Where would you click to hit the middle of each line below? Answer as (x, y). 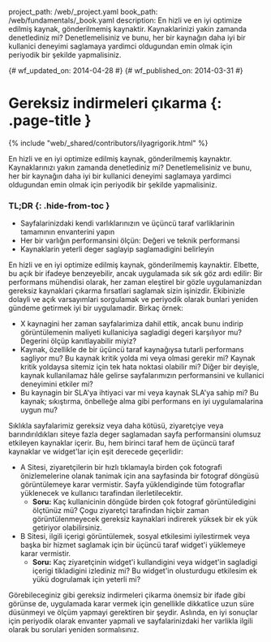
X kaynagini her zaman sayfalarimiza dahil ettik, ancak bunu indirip (131, 324)
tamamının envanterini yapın (67, 232)
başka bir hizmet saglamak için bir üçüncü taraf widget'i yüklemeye (133, 545)
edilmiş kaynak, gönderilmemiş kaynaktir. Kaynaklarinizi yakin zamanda (128, 29)
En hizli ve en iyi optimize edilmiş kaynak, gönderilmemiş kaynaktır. (120, 158)
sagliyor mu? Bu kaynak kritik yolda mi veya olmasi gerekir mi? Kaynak (138, 358)
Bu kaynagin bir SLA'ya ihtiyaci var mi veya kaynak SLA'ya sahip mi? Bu (140, 393)
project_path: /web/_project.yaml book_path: (83, 12)
